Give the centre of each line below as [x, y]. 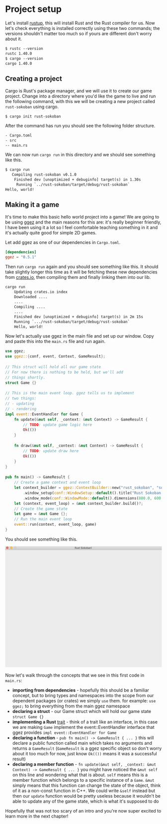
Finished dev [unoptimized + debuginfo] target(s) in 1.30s [78, 179]
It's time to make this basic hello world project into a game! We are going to [82, 217]
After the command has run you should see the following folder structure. [80, 125]
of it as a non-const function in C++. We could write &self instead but [84, 791]
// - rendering [21, 409]
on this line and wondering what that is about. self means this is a [80, 775]
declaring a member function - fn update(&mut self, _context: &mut [84, 764]
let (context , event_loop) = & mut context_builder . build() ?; [79, 503]
